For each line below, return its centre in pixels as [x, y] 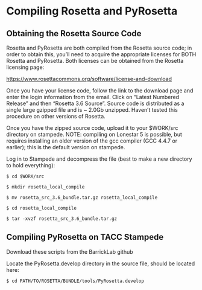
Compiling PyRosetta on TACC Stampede [85, 237]
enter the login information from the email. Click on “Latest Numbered [93, 97]
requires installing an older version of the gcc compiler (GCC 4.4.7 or [92, 141]
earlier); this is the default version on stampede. [66, 147]
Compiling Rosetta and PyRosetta [92, 11]
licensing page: [25, 67]
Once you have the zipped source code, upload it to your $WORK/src [92, 128]
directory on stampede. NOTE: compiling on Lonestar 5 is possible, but [94, 134]
